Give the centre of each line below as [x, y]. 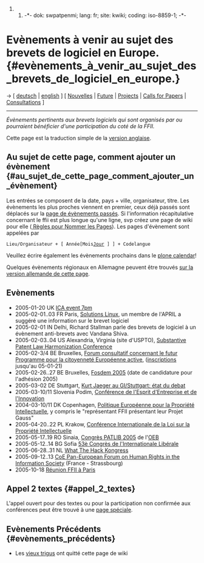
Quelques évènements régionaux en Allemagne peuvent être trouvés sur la [100, 267]
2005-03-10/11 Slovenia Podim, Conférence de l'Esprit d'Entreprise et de [106, 392]
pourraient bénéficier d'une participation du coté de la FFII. [80, 126]
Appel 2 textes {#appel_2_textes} [71, 488]
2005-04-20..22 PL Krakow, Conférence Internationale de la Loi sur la [102, 424]
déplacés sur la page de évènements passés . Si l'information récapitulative [100, 213]
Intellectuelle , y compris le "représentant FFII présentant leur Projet [99, 411]
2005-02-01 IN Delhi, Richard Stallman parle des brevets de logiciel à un [105, 327]
